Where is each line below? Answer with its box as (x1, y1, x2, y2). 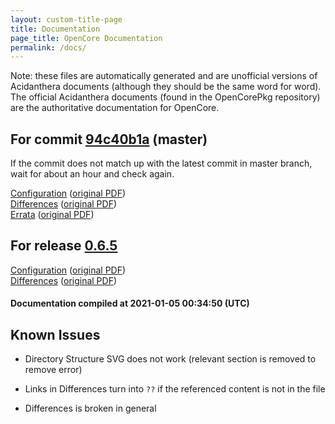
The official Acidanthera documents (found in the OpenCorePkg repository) (10, 91, 321, 103)
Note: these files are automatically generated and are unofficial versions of (10, 70, 318, 82)
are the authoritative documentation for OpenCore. (10, 102, 220, 114)
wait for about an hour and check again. (10, 168, 175, 180)
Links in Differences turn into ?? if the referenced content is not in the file (24, 383, 326, 395)
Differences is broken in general (24, 402, 157, 415)
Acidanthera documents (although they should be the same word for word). (10, 81, 322, 93)
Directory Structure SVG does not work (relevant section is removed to (24, 353, 317, 365)
